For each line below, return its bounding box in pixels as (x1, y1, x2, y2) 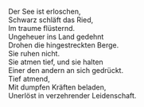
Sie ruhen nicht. (8, 49, 60, 58)
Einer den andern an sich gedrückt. (8, 66, 124, 75)
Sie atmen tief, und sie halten (8, 57, 103, 67)
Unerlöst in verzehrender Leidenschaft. (8, 91, 137, 100)
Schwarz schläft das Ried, (8, 15, 94, 25)
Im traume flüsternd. (8, 24, 76, 32)
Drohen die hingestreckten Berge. (8, 40, 119, 50)
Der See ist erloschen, (8, 7, 81, 16)
